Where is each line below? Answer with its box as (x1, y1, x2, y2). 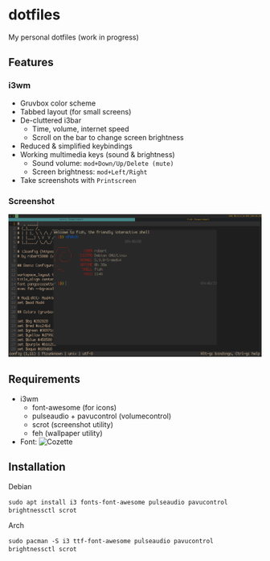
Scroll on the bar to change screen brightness (31, 132, 184, 142)
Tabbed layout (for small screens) (19, 106, 132, 116)
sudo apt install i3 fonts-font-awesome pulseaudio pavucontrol (8, 498, 228, 506)
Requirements (8, 372, 80, 386)
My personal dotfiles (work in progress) (8, 32, 139, 42)
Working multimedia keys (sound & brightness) (19, 149, 175, 159)
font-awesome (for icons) (31, 402, 117, 412)
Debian (8, 481, 32, 491)
